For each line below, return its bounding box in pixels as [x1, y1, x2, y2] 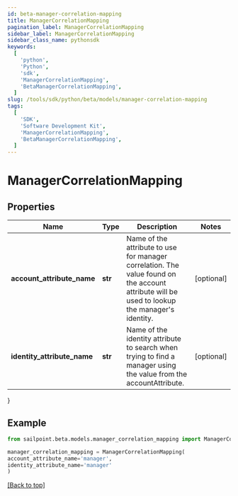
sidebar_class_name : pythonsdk [7, 37, 100, 44]
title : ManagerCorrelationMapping [7, 17, 110, 24]
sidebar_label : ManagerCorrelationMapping [7, 30, 135, 38]
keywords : [7, 43, 37, 50]
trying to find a [126, 351, 176, 361]
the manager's [126, 305, 175, 315]
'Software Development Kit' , [20, 122, 106, 130]
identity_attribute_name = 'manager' [7, 461, 113, 468]
